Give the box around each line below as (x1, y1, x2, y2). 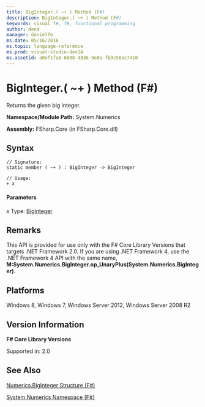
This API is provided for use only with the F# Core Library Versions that (6, 241, 185, 249)
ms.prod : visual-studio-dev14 (6, 49, 84, 55)
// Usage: (6, 176, 32, 182)
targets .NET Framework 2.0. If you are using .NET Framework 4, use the (6, 248, 190, 255)
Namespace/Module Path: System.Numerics (6, 113, 121, 120)
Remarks (6, 225, 42, 235)
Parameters (6, 193, 37, 201)
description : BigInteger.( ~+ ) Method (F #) (6, 15, 122, 21)
